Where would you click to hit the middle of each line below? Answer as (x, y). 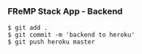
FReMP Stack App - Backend (65, 11)
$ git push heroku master (51, 42)
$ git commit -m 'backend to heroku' (71, 35)
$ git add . (28, 28)
